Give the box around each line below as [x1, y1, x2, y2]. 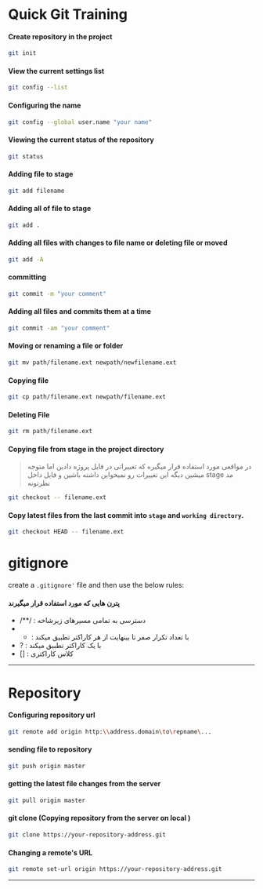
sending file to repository [8, 745, 92, 754]
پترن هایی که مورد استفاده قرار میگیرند [8, 598, 120, 607]
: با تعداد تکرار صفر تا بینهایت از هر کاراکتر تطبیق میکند [31, 632, 189, 642]
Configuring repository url [8, 710, 95, 720]
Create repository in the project [8, 31, 113, 41]
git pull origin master [8, 796, 86, 804]
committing [8, 272, 47, 282]
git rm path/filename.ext [8, 428, 92, 435]
